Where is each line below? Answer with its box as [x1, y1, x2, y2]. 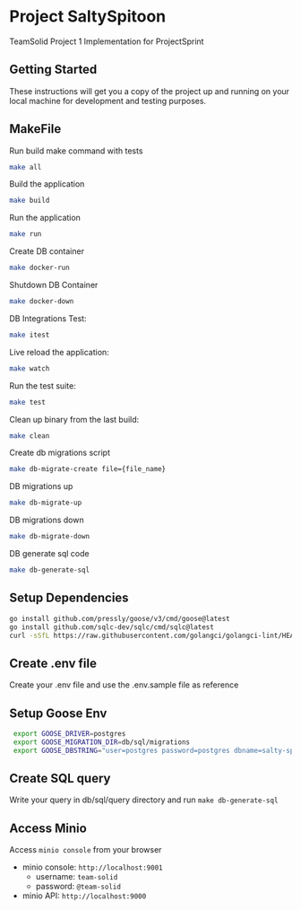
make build [9, 196, 50, 206]
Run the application [9, 213, 81, 223]
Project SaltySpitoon [9, 6, 167, 27]
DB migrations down [9, 514, 84, 526]
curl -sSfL [9, 631, 50, 640]
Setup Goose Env [9, 705, 107, 721]
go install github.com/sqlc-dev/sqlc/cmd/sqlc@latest [9, 622, 215, 632]
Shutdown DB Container [9, 280, 99, 291]
